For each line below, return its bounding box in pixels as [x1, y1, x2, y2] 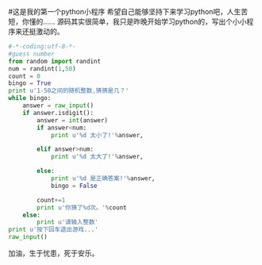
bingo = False [50, 182, 98, 190]
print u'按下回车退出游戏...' [8, 225, 99, 234]
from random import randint [8, 57, 102, 65]
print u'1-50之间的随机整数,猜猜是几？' [8, 86, 129, 95]
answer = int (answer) [37, 116, 109, 125]
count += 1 [37, 196, 66, 204]
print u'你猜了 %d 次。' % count [37, 203, 127, 212]
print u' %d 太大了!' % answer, [50, 153, 144, 161]
